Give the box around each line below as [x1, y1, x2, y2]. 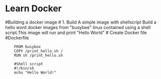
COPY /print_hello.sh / [14, 49, 63, 53]
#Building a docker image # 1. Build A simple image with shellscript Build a [5, 19, 157, 25]
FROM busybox [14, 44, 41, 49]
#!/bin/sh [14, 66, 35, 71]
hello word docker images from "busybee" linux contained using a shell [5, 24, 151, 30]
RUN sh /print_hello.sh [14, 53, 63, 58]
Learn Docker [5, 3, 62, 14]
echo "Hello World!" [14, 70, 56, 75]
